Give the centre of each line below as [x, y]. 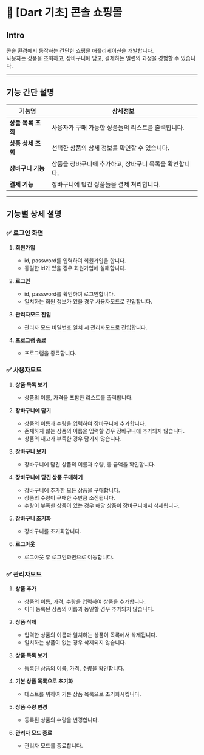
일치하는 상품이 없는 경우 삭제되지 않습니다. [75, 643]
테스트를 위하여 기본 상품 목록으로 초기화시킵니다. [83, 694]
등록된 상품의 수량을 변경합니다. [61, 720]
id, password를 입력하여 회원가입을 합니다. [75, 260]
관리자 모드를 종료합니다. [53, 746]
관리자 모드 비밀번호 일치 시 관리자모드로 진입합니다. [86, 327]
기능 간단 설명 [30, 93]
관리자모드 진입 [33, 314]
